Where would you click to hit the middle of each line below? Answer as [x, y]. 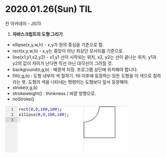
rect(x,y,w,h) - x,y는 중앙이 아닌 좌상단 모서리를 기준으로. [68, 51]
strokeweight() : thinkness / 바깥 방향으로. [54, 93]
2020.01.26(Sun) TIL [49, 9]
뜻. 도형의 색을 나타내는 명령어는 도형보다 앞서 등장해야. [75, 82]
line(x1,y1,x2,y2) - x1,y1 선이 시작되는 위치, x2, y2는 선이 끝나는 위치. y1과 [84, 57]
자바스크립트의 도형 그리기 [38, 34]
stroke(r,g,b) [25, 87]
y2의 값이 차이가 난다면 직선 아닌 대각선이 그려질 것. [63, 63]
